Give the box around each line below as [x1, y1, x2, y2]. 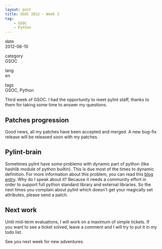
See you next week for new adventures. [5, 238, 85, 244]
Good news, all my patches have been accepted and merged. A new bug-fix [5, 129, 157, 134]
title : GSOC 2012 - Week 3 [5, 12, 59, 17]
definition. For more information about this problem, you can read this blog [5, 171, 153, 177]
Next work [5, 206, 37, 214]
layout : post [5, 7, 31, 12]
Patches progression [5, 116, 69, 124]
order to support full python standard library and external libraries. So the [5, 182, 151, 187]
